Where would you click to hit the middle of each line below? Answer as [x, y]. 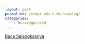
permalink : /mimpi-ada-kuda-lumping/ [43, 14]
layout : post [18, 9]
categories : [17, 18]
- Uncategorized [30, 23]
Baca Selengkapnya [25, 36]
